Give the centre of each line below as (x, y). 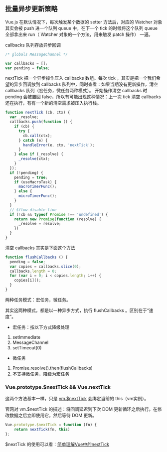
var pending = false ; (28, 68)
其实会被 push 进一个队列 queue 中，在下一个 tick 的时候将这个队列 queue (82, 28)
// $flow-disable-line (33, 210)
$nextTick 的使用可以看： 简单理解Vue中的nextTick (57, 444)
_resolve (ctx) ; (34, 159)
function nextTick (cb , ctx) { (38, 113)
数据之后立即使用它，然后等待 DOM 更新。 (53, 416)
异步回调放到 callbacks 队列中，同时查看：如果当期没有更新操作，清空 (86, 84)
